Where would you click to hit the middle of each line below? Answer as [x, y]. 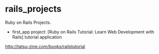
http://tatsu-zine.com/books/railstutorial [45, 46]
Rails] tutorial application [37, 37]
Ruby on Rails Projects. [28, 22]
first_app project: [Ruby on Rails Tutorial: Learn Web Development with [83, 32]
